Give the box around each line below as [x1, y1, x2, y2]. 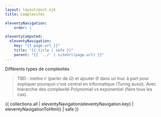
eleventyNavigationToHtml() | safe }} [5, 106, 79, 112]
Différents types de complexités [5, 66, 70, 72]
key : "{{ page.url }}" [14, 43, 60, 48]
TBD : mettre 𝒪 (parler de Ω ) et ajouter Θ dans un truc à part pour [17, 75, 149, 81]
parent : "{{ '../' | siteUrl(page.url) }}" [14, 52, 105, 57]
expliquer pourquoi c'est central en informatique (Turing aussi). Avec [17, 81, 156, 87]
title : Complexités [5, 12, 45, 17]
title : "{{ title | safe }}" [14, 48, 74, 53]
